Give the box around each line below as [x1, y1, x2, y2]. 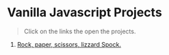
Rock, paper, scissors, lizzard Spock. [16, 40, 122, 48]
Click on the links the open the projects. [23, 27, 136, 35]
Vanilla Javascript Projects [7, 5, 162, 20]
